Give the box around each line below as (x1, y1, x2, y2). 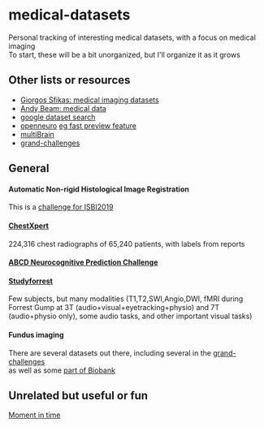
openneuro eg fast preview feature (19, 120, 136, 131)
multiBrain (19, 129, 54, 139)
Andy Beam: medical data (19, 103, 107, 113)
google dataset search (19, 112, 96, 122)
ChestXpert (8, 221, 49, 231)
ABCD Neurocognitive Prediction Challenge (8, 257, 158, 267)
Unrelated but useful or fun (8, 388, 149, 403)
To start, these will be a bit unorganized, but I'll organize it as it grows (8, 50, 241, 59)
